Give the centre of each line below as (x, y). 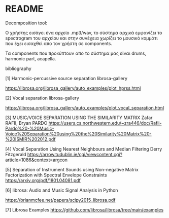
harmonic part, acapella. (31, 58)
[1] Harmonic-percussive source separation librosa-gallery (66, 78)
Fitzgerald (16, 154)
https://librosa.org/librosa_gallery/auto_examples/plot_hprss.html (73, 88)
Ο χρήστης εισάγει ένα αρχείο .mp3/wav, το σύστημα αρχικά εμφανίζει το (84, 32)
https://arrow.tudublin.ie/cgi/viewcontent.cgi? (75, 154)
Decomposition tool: (26, 23)
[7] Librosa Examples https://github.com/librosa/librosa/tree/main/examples (84, 210)
